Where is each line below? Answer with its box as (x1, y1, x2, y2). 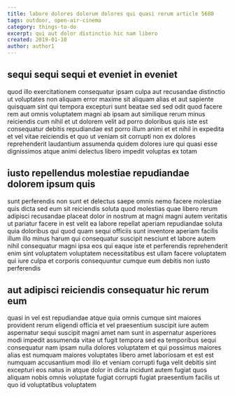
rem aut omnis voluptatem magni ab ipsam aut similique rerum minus (7, 109, 206, 118)
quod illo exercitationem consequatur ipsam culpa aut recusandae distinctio (7, 87, 226, 95)
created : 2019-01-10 (7, 36, 68, 43)
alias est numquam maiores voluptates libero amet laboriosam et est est (7, 351, 215, 360)
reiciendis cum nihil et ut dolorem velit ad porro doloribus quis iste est (7, 117, 208, 125)
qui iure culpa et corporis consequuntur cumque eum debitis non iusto (7, 257, 211, 265)
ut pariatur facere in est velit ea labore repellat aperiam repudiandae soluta (7, 219, 222, 228)
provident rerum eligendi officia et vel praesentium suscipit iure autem (7, 321, 209, 329)
